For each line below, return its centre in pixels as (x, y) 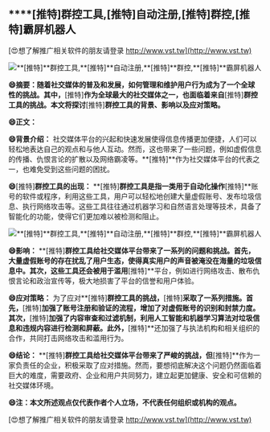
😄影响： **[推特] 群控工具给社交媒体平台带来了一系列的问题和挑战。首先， (132, 250)
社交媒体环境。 (33, 385)
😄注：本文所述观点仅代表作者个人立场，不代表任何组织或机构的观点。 (125, 402)
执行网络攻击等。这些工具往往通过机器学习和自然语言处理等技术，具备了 (142, 206)
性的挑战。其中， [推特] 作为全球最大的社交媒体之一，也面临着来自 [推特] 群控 (133, 94)
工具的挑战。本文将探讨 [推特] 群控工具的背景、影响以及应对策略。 (117, 105)
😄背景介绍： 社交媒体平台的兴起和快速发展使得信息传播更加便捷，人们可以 (133, 138)
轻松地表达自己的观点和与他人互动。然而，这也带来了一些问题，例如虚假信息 (135, 149)
